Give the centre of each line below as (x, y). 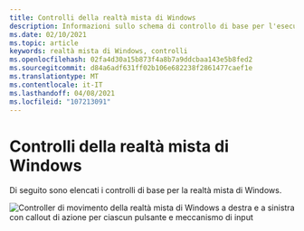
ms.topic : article (44, 43)
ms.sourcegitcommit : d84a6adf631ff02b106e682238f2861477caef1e (131, 69)
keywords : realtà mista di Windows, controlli (99, 51)
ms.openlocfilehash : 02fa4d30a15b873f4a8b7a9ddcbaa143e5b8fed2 (131, 60)
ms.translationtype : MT (54, 77)
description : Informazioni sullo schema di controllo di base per (137, 26)
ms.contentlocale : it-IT (56, 85)
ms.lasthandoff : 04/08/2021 (62, 93)
